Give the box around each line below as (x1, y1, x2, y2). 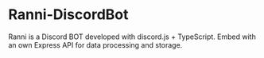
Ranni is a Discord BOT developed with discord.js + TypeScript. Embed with (8, 32, 256, 41)
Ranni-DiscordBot (8, 6, 129, 24)
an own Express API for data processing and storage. (8, 40, 183, 49)
